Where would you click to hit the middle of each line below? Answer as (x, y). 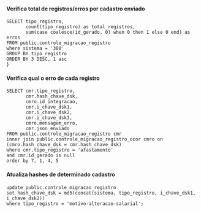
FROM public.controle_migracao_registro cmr (64, 134)
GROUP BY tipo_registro (37, 54)
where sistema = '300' (35, 48)
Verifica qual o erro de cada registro (53, 78)
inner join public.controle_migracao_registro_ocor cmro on (85, 139)
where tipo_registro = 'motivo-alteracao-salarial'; (75, 203)
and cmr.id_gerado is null (41, 156)
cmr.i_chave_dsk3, (49, 118)
